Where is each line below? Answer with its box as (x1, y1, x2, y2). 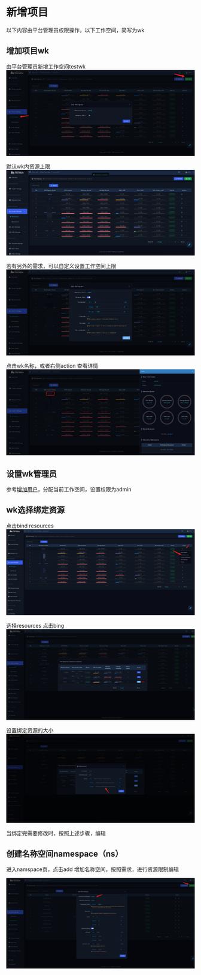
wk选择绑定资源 (6, 505, 65, 515)
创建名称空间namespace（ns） (6, 848, 124, 859)
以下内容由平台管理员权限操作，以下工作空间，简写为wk (6, 26, 145, 34)
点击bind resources (6, 522, 54, 529)
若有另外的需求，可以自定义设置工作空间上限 (6, 263, 117, 270)
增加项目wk (6, 46, 50, 56)
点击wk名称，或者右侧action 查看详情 (6, 362, 99, 369)
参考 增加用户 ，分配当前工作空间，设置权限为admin (6, 485, 132, 493)
